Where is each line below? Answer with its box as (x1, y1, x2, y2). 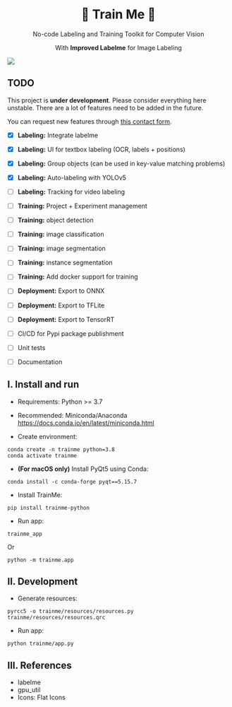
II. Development (7, 575, 78, 588)
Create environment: (17, 432, 78, 440)
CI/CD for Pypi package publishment (17, 329, 125, 338)
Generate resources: (17, 594, 78, 603)
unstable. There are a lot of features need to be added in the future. (7, 103, 204, 112)
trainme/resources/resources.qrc (7, 614, 106, 621)
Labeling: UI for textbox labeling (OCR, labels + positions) (17, 145, 185, 153)
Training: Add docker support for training (17, 272, 139, 281)
